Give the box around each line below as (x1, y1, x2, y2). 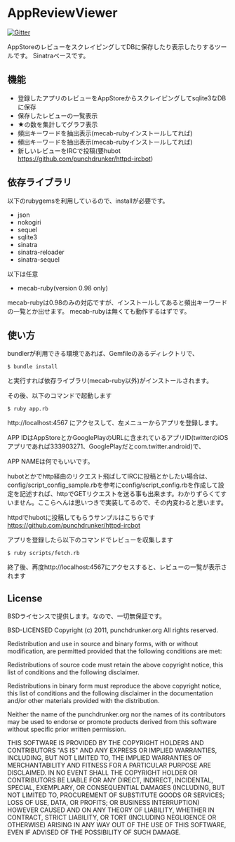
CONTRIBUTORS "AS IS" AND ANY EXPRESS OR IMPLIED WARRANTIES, (7, 746, 217, 755)
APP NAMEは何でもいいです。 (7, 457, 94, 466)
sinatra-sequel (17, 255, 60, 264)
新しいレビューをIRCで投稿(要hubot (17, 146, 121, 155)
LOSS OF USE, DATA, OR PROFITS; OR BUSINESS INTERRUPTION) (7, 798, 200, 807)
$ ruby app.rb (7, 406, 49, 413)
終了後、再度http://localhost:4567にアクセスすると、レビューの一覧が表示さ (7, 563, 227, 571)
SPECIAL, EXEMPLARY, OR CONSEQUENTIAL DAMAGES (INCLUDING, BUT (7, 784, 226, 792)
